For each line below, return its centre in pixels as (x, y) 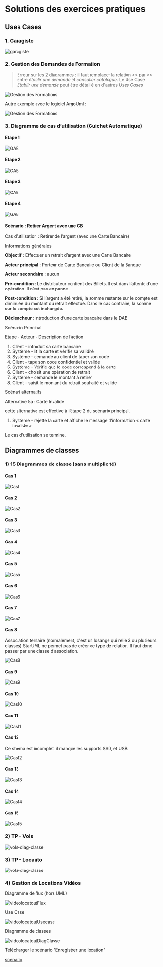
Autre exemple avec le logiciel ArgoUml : (46, 104)
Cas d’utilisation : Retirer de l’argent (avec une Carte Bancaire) (67, 236)
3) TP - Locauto (24, 860)
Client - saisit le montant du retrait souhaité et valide (64, 383)
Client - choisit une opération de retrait (51, 372)
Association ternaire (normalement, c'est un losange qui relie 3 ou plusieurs (81, 641)
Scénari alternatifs (23, 392)
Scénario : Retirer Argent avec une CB (44, 226)
